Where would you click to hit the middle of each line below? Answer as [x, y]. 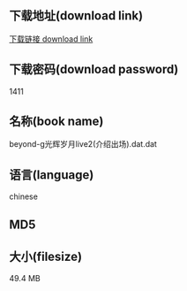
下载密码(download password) [94, 69]
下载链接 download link [51, 39]
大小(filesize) [45, 257]
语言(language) [52, 175]
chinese [23, 196]
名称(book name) [56, 122]
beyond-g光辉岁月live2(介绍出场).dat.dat [83, 144]
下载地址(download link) [76, 16]
